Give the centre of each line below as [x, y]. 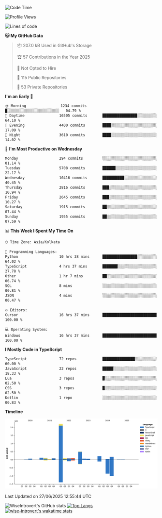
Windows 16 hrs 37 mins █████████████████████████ [81, 335]
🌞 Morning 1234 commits [46, 106]
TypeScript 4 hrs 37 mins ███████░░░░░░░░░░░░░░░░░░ [81, 267]
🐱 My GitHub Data [24, 36]
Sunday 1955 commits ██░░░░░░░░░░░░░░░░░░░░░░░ [81, 217]
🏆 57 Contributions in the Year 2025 [53, 57]
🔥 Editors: [16, 310]
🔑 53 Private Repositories [42, 87]
